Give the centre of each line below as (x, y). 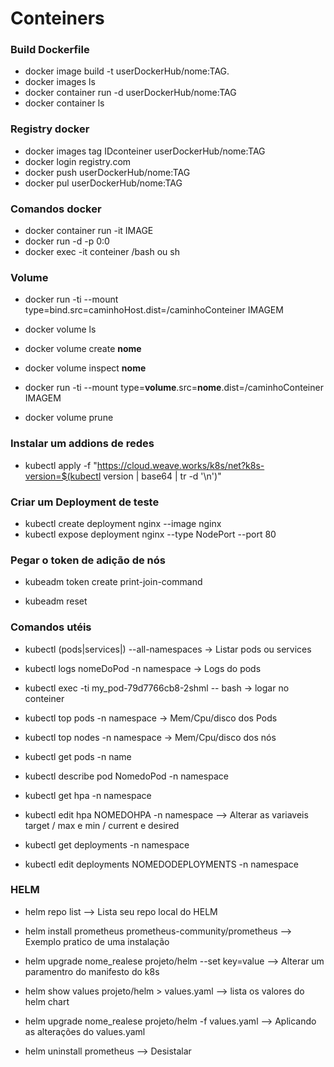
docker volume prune (69, 418)
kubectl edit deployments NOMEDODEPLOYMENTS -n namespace (161, 864)
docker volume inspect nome (85, 368)
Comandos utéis (51, 627)
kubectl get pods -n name (78, 756)
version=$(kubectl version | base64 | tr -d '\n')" (123, 476)
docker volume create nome (83, 349)
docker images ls (60, 82)
